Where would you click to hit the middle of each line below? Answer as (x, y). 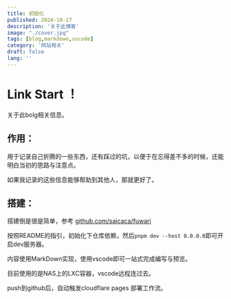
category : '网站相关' (36, 45)
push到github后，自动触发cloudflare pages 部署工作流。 (87, 288)
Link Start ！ (43, 94)
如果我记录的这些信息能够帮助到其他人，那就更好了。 (82, 179)
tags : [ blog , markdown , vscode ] (51, 39)
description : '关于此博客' (43, 26)
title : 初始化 (26, 13)
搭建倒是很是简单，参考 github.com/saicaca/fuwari (79, 221)
